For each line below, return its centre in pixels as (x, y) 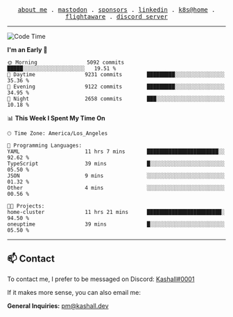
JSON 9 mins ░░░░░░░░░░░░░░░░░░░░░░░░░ (116, 176)
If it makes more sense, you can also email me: (74, 292)
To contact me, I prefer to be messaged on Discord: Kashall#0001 (101, 279)
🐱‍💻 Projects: (26, 206)
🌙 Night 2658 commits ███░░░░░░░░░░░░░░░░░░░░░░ (116, 99)
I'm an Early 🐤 (27, 50)
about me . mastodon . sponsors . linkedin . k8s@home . (116, 10)
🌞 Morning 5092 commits (66, 62)
